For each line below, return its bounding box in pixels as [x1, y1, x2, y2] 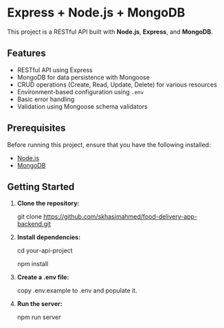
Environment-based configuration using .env [16, 87, 144, 96]
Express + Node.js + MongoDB [7, 5, 186, 21]
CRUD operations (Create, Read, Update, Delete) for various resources [16, 80, 218, 89]
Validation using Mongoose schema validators [16, 102, 148, 111]
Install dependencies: [16, 233, 81, 241]
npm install [16, 260, 49, 268]
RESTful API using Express [16, 65, 93, 74]
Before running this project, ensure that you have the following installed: [7, 140, 211, 149]
